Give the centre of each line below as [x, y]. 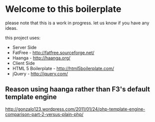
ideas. [11, 28]
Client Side [23, 63]
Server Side [24, 47]
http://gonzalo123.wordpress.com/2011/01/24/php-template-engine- [75, 109]
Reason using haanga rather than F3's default [78, 90]
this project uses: [23, 38]
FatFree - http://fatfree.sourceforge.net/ [53, 53]
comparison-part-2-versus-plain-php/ [44, 114]
